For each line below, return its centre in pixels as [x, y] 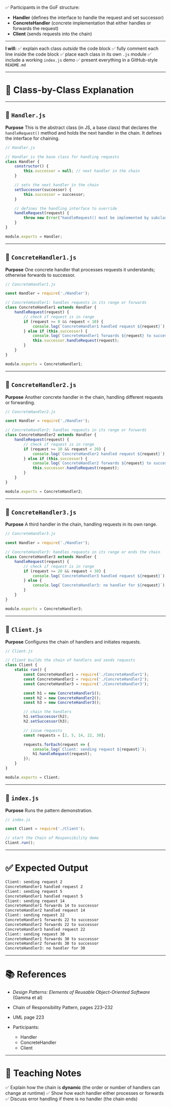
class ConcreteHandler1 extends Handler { [51, 307]
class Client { [21, 665]
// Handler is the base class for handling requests [62, 157]
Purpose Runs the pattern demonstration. [49, 810]
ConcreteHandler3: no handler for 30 [45, 948]
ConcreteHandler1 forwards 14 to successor [52, 906]
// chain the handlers [48, 712]
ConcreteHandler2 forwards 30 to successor [52, 944]
